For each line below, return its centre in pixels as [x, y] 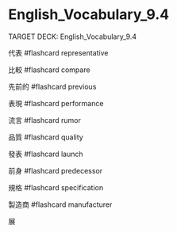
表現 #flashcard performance [56, 103]
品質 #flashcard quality [46, 137]
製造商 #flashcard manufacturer [60, 204]
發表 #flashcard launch [46, 154]
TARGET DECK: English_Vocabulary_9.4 [73, 36]
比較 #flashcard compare [49, 70]
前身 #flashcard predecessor [56, 170]
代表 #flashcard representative [58, 52]
